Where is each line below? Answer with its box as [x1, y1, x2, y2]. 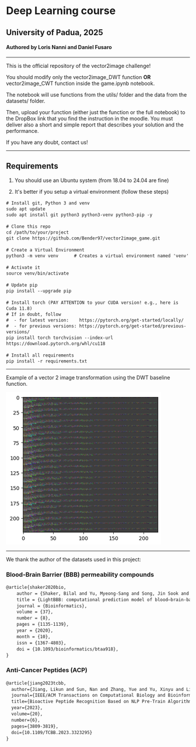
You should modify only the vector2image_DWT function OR [6, 73, 151, 80]
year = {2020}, [16, 628, 54, 633]
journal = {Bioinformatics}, [16, 603, 87, 609]
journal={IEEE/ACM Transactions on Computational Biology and [11, 693, 166, 698]
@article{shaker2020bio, [6, 584, 66, 590]
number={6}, [11, 717, 41, 723]
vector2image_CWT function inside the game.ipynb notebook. [6, 80, 155, 87]
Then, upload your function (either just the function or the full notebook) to [6, 108, 185, 115]
